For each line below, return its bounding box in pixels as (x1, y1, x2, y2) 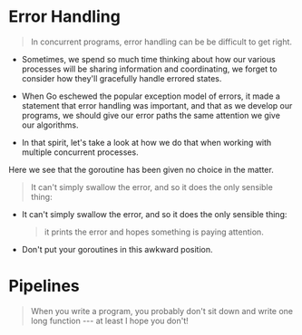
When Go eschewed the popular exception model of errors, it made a (21, 91, 280, 101)
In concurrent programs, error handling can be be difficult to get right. (30, 36, 292, 47)
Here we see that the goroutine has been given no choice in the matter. (8, 164, 274, 175)
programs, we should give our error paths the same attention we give (21, 110, 280, 120)
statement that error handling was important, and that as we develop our (21, 100, 293, 110)
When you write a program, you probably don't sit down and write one (30, 305, 294, 316)
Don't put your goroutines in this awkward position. (21, 244, 214, 254)
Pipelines (8, 276, 81, 296)
